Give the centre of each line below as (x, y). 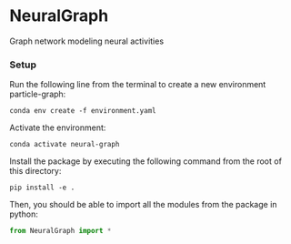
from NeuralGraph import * (60, 231)
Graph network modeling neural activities (87, 41)
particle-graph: (38, 94)
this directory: (35, 171)
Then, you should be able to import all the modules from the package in (143, 205)
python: (24, 214)
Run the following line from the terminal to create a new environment (138, 85)
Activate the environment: (58, 127)
